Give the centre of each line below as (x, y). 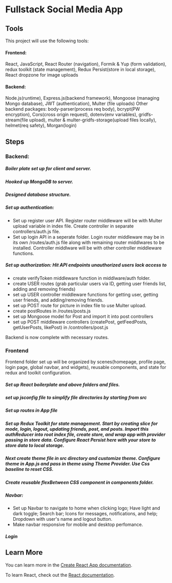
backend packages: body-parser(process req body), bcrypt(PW (73, 109)
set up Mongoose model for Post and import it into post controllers (83, 316)
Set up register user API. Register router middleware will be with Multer (88, 220)
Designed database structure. (38, 195)
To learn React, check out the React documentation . (60, 575)
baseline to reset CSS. (29, 469)
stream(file (17, 120)
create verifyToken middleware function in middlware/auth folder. (82, 278)
